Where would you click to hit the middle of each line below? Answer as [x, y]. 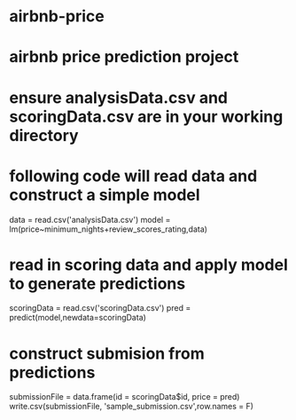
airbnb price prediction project [124, 57]
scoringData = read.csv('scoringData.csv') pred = [100, 308]
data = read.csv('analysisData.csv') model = [90, 219]
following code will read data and [133, 176]
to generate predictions [97, 284]
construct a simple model [105, 195]
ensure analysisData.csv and [119, 97]
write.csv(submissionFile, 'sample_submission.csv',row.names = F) [132, 407]
